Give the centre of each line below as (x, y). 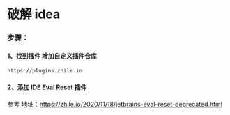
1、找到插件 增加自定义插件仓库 (52, 56)
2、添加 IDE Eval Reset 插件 (47, 87)
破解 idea (34, 14)
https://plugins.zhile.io (45, 71)
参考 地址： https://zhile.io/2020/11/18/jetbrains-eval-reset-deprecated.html (115, 104)
